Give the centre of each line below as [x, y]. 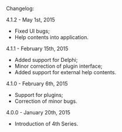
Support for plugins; [39, 95]
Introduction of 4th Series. [46, 124]
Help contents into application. [52, 37]
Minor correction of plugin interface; [58, 66]
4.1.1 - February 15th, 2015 [37, 48]
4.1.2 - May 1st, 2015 [31, 20]
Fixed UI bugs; [32, 31]
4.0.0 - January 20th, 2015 [38, 112]
